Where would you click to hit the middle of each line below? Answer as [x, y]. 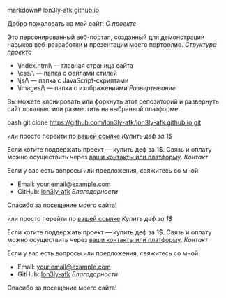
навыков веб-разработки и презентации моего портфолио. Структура [112, 44]
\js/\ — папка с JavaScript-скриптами [73, 80]
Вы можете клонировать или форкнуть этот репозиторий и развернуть [113, 101]
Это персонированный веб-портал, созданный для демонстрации [106, 37]
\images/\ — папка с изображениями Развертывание [97, 88]
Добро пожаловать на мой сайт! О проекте [72, 23]
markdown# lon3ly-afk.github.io [53, 10]
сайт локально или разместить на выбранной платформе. [93, 109]
